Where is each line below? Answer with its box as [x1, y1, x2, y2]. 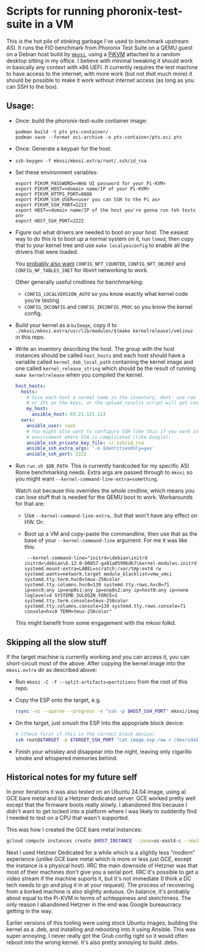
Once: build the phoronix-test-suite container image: [15, 117, 148, 124]
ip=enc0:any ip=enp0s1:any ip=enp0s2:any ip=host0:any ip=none [24, 587, 189, 594]
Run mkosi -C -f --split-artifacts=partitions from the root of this [15, 677, 188, 685]
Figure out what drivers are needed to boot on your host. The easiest [15, 228, 189, 236]
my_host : [26, 405, 49, 412]
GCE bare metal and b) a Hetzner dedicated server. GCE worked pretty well [6, 795, 196, 802]
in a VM [34, 17, 74, 31]
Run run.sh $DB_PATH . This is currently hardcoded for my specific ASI [15, 462, 189, 470]
